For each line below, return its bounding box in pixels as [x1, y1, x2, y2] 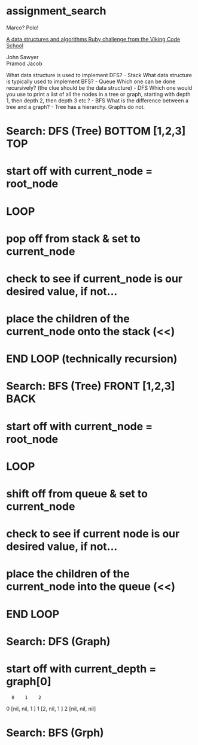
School [6, 42, 24, 49]
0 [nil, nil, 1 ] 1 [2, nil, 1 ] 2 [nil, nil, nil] [6, 705, 96, 712]
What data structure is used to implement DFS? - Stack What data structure [6, 71, 193, 78]
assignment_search [6, 4, 106, 18]
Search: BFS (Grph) [6, 726, 104, 740]
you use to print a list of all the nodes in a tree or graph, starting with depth [6, 90, 191, 98]
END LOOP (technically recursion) [6, 352, 178, 366]
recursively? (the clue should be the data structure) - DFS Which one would [6, 84, 193, 91]
